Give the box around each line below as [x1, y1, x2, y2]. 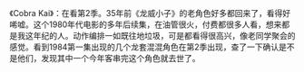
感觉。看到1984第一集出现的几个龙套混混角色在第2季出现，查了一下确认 [9, 41, 279, 52]
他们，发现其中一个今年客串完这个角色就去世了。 [16, 53, 201, 63]
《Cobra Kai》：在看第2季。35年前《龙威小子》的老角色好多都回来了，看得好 [9, 8, 291, 18]
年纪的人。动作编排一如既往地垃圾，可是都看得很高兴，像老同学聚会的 [33, 31, 296, 40]
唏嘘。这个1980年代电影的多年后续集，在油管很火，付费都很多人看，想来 [9, 19, 282, 30]
